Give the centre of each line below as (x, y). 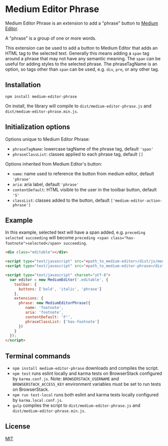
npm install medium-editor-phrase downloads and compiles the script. (85, 368)
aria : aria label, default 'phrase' (45, 184)
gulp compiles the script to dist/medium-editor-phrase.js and (76, 405)
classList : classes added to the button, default (61, 200)
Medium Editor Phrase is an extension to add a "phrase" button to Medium (82, 23)
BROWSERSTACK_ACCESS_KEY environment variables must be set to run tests (87, 384)
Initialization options (38, 127)
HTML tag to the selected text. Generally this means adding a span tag (77, 53)
